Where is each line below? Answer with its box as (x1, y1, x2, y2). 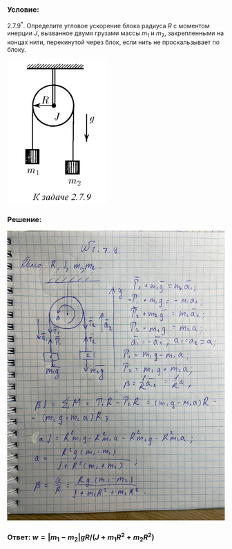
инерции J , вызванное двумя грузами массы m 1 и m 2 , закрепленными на (7, 29, 224, 39)
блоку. (7, 45, 26, 53)
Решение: (7, 214, 42, 224)
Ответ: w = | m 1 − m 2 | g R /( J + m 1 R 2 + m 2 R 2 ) (7, 531, 155, 543)
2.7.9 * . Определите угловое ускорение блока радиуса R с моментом (7, 21, 210, 30)
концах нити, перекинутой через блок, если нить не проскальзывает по (7, 38, 220, 46)
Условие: (7, 5, 39, 14)
